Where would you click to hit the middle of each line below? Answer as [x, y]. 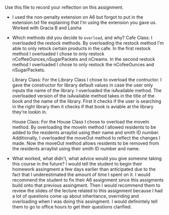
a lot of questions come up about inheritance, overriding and [75, 196]
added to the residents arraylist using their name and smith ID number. [86, 133]
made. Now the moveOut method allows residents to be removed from [86, 143]
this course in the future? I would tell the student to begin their [77, 164]
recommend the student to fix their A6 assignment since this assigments [88, 180]
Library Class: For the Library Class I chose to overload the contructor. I [87, 80]
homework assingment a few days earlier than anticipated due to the [84, 169]
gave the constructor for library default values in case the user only [82, 85]
